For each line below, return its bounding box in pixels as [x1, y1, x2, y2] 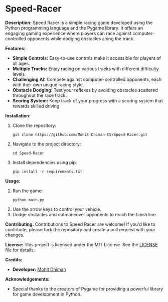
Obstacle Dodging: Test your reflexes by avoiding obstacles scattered [12, 87, 158, 93]
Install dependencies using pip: [12, 159, 77, 166]
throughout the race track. [12, 92, 67, 98]
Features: [5, 45, 26, 51]
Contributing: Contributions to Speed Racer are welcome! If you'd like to [5, 221, 155, 227]
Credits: [5, 256, 23, 262]
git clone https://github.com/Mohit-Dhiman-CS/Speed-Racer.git [12, 132, 148, 137]
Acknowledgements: [5, 276, 50, 282]
